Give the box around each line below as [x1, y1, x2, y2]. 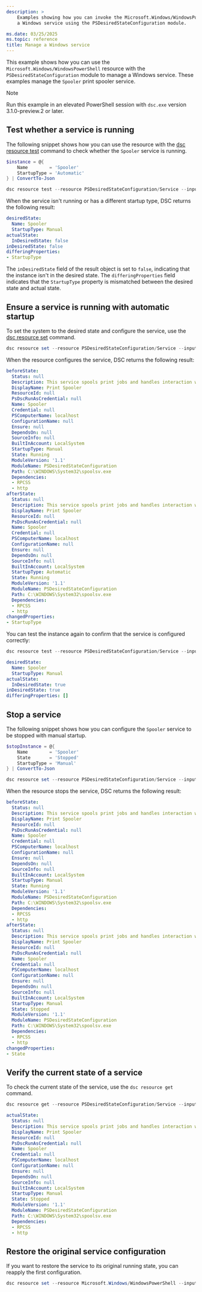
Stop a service [6, 709, 61, 719]
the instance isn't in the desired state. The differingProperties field [6, 272, 176, 279]
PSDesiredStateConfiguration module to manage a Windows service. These [6, 72, 194, 78]
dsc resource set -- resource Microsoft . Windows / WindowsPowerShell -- [6, 1281, 185, 1287]
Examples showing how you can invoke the [17, 14, 122, 20]
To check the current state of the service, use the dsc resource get [6, 1083, 173, 1091]
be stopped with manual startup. [6, 731, 87, 739]
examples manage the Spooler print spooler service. [6, 78, 136, 85]
